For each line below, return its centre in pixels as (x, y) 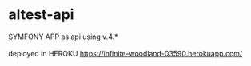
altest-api (41, 15)
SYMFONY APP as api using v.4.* (63, 37)
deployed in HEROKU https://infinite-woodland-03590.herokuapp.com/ (125, 53)
